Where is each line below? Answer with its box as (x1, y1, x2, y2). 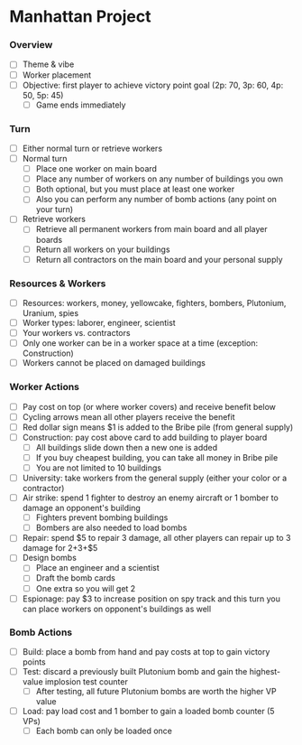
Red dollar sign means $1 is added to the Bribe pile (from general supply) (22, 422, 294, 433)
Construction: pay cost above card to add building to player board (22, 432, 268, 442)
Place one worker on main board (35, 163, 158, 174)
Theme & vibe (22, 59, 75, 70)
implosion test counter (44, 676, 128, 687)
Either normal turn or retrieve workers (22, 143, 163, 154)
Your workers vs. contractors (22, 328, 131, 339)
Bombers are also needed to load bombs (35, 522, 188, 534)
